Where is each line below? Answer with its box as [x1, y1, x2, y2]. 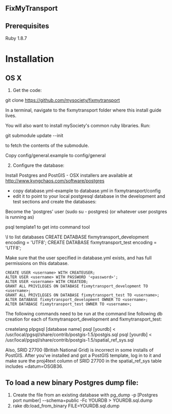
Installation [5, 53, 54, 65]
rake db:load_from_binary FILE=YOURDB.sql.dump [12, 403, 120, 409]
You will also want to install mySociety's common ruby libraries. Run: [5, 123, 150, 129]
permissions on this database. [5, 260, 69, 267]
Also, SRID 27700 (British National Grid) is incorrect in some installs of [5, 347, 154, 353]
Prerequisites [5, 22, 49, 30]
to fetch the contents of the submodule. [5, 142, 89, 148]
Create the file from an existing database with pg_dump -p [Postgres [12, 392, 158, 398]
